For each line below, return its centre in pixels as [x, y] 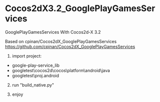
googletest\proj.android [36, 75]
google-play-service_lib [36, 65]
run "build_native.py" [33, 85]
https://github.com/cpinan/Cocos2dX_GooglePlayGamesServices [70, 46]
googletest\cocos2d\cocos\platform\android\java [61, 70]
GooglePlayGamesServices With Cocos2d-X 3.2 [53, 32]
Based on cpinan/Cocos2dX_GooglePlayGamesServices [61, 41]
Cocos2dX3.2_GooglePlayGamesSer [80, 8]
